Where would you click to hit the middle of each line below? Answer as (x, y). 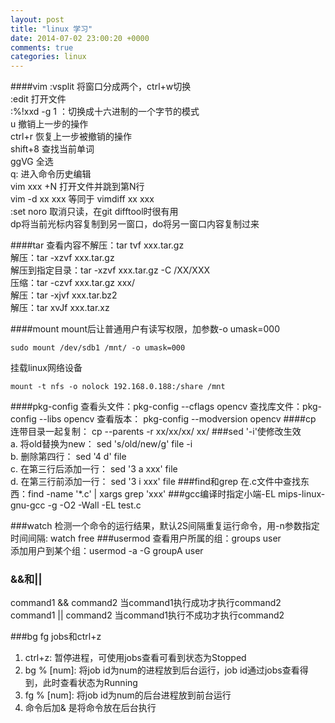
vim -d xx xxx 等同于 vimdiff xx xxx (82, 199)
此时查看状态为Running (90, 683)
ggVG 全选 (32, 162)
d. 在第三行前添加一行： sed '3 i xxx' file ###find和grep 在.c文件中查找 (156, 482)
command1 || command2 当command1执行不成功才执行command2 (147, 615)
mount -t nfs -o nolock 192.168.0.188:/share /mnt (118, 387)
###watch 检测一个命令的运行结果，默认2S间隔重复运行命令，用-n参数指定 (165, 526)
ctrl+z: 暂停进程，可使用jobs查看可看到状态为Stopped (135, 658)
